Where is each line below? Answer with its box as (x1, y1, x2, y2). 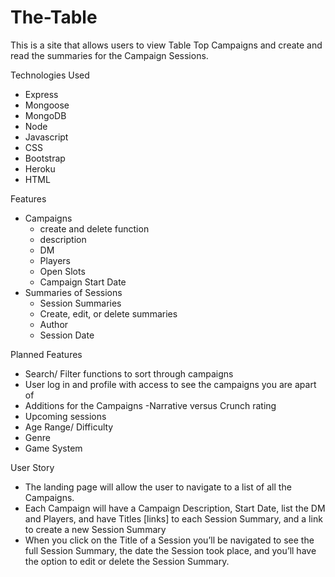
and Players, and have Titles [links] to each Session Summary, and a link (24, 512, 323, 525)
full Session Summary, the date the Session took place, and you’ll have (24, 544, 317, 556)
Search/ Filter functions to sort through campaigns (24, 367, 234, 380)
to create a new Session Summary (24, 523, 167, 535)
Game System (24, 442, 83, 454)
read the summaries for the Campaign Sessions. (10, 49, 209, 61)
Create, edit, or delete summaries (39, 307, 178, 320)
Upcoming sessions (24, 410, 107, 422)
